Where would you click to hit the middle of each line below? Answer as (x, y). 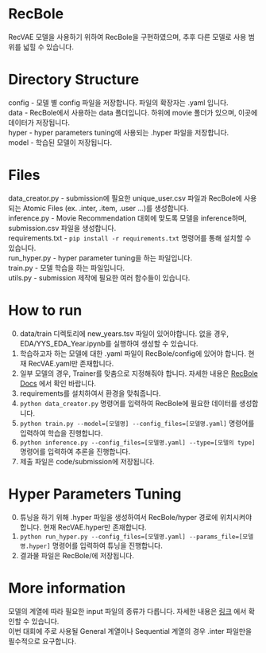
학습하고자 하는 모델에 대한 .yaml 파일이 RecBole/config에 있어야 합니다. (133, 353)
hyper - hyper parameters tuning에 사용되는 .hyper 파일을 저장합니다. (119, 132)
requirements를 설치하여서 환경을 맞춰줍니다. (90, 393)
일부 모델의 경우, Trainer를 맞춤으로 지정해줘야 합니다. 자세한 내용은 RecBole (139, 373)
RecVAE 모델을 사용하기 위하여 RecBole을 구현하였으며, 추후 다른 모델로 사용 (127, 37)
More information (67, 588)
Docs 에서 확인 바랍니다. (58, 383)
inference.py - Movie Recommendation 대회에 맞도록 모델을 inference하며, (127, 218)
